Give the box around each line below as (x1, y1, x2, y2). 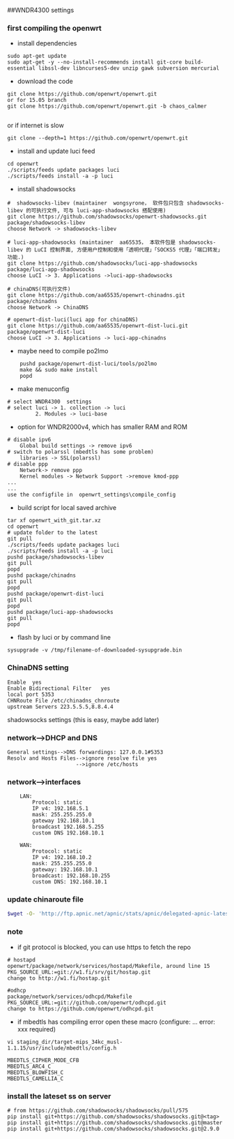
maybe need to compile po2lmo (17, 347, 109, 355)
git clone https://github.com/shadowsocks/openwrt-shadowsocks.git (7, 213, 208, 221)
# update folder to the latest (7, 529, 98, 536)
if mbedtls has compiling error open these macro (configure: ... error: (17, 1017, 216, 1026)
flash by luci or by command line (17, 633, 111, 642)
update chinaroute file (7, 895, 84, 904)
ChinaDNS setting (7, 663, 69, 673)
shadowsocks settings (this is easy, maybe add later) (7, 715, 159, 723)
